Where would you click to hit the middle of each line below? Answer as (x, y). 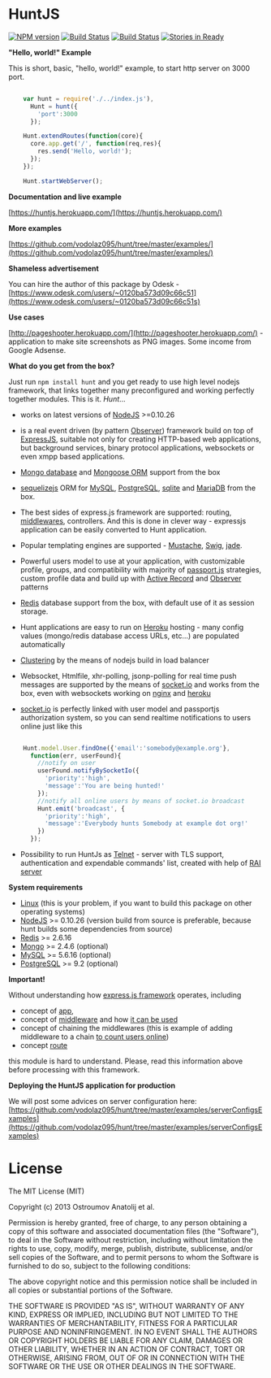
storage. (34, 611)
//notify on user (67, 763)
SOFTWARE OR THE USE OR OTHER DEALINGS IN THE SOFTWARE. (122, 1366)
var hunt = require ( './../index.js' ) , (88, 98)
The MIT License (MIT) (47, 1191)
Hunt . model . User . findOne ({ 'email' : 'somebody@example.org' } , (127, 748)
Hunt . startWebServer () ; (63, 181)
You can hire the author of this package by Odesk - (94, 284)
